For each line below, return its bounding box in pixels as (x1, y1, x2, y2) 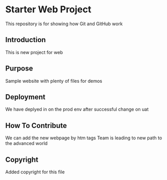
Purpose (5, 64, 33, 73)
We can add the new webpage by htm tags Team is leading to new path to (5, 135, 162, 141)
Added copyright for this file (5, 169, 65, 175)
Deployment (5, 93, 46, 101)
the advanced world (5, 140, 48, 147)
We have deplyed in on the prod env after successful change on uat (5, 106, 149, 113)
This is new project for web (5, 49, 63, 55)
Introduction (5, 35, 46, 44)
